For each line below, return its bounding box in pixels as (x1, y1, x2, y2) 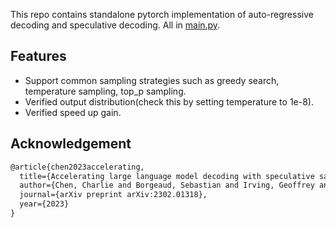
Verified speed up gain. (24, 106, 122, 118)
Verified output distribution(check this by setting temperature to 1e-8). (24, 95, 314, 108)
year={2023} (19, 199, 70, 209)
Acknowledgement (10, 135, 132, 153)
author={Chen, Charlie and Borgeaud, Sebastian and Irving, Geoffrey (19, 180, 315, 191)
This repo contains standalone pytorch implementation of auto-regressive (10, 9, 314, 20)
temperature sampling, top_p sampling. (24, 85, 187, 97)
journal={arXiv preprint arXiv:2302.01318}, (19, 190, 208, 200)
